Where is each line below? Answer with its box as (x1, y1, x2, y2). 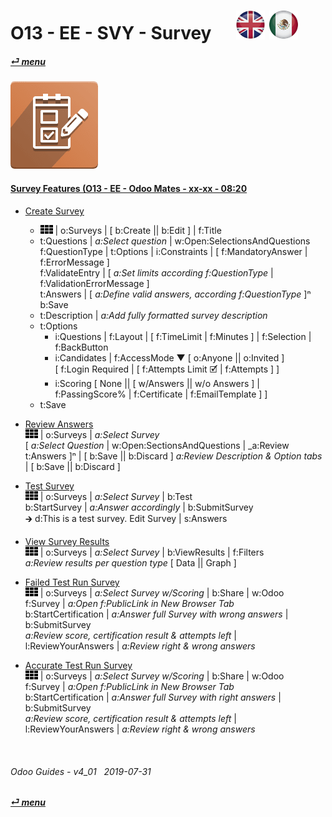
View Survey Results (24, 535, 110, 547)
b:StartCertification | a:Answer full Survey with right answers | (24, 691, 282, 703)
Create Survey (24, 205, 85, 217)
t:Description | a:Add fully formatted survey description (39, 309, 268, 321)
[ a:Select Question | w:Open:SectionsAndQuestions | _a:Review (24, 439, 290, 451)
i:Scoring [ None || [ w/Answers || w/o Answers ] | (54, 377, 260, 389)
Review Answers (24, 418, 94, 430)
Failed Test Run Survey (24, 576, 120, 588)
